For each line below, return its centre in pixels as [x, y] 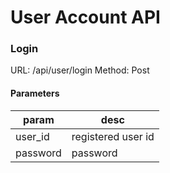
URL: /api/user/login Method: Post [80, 70]
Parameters [35, 93]
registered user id [113, 136]
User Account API [85, 17]
